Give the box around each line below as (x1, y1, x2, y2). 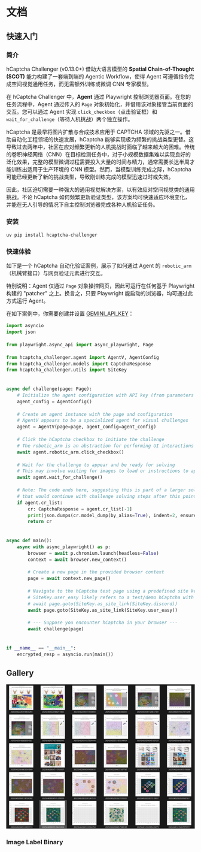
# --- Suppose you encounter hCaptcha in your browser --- (28, 620, 178, 626)
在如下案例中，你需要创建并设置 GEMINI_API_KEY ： (6, 310, 134, 318)
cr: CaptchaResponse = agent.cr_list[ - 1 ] (28, 506, 133, 512)
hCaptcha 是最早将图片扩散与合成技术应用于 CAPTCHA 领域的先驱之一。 (6, 128, 185, 135)
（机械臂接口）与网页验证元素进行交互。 (6, 270, 106, 277)
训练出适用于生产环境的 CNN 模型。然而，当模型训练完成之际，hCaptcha (11, 165, 191, 173)
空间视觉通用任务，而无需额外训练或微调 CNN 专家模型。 (11, 80, 153, 87)
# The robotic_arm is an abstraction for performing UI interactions (17, 443, 194, 449)
